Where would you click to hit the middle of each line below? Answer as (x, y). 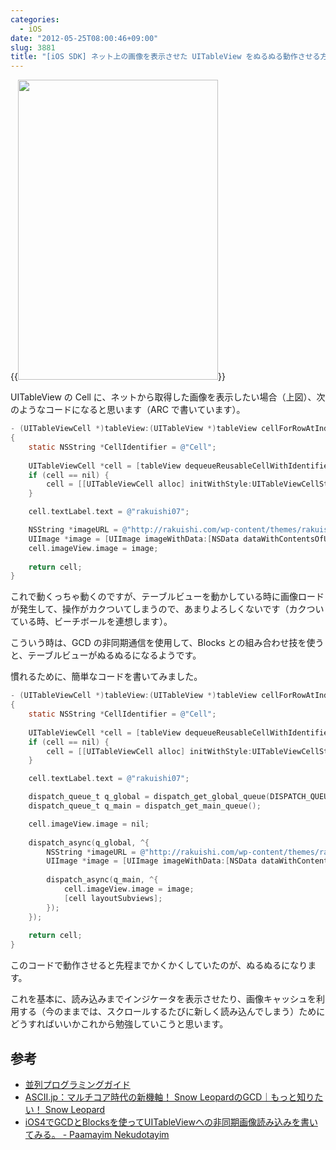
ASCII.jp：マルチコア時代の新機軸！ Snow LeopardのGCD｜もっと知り (169, 1097)
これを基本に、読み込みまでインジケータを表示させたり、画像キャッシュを (163, 999)
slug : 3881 (33, 47)
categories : (35, 19)
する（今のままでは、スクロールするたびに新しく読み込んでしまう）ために (172, 1012)
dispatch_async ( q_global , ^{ (89, 842)
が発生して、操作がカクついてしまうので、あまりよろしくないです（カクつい (167, 609)
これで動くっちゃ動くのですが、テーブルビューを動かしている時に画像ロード (167, 597)
